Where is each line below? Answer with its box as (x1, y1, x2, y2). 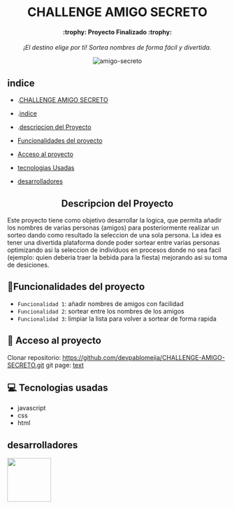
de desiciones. (7, 260, 50, 270)
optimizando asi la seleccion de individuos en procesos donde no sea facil (7, 246, 221, 254)
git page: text (45, 361, 84, 369)
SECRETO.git (7, 361, 45, 369)
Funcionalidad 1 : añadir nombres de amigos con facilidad (17, 299, 184, 308)
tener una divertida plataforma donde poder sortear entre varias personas (7, 239, 220, 247)
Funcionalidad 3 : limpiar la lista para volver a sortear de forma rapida (17, 314, 217, 323)
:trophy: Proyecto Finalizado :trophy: (62, 27, 173, 36)
